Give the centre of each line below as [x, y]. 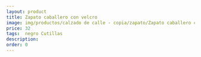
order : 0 [17, 45]
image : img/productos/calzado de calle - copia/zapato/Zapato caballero [99, 23]
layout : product [26, 12]
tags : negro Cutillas [34, 34]
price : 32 [19, 28]
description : [22, 39]
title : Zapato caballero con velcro [52, 17]
